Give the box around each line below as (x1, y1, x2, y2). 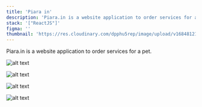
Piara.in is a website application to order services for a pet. (6, 47, 152, 55)
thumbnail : (6, 31, 34, 37)
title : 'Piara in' (6, 8, 52, 15)
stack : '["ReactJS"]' (6, 20, 61, 26)
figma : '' (6, 25, 31, 32)
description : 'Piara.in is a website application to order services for (6, 14, 192, 20)
